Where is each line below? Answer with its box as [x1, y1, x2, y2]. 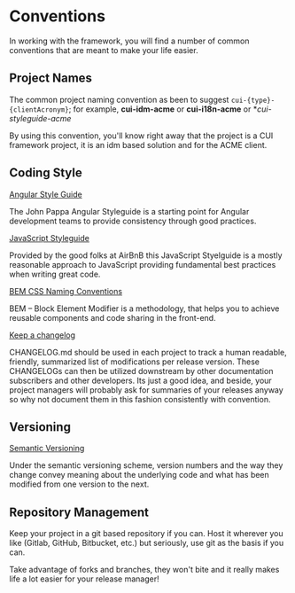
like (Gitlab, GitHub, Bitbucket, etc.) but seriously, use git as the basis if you [9, 538, 284, 549]
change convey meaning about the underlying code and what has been [9, 470, 270, 480]
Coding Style [9, 166, 82, 181]
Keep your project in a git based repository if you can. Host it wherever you [9, 528, 283, 539]
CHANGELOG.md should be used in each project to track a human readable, [9, 347, 288, 357]
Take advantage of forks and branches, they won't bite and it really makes [9, 565, 280, 575]
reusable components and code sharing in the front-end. [9, 312, 216, 323]
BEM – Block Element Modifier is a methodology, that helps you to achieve [9, 303, 280, 314]
